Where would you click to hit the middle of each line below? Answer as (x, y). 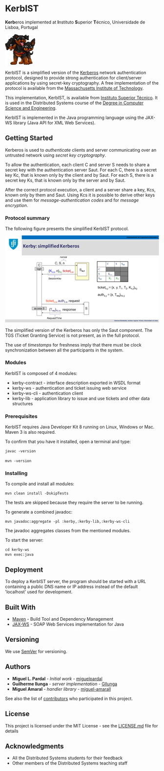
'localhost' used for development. (39, 592)
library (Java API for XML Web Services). (54, 122)
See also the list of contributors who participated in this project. (69, 699)
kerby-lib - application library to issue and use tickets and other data (81, 398)
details (12, 731)
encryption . (17, 205)
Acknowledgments (35, 746)
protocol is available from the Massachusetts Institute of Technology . (74, 88)
